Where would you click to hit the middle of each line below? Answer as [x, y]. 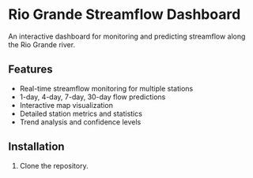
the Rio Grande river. [42, 44]
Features [30, 70]
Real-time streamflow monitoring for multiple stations [106, 88]
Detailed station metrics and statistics [81, 113]
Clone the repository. [54, 165]
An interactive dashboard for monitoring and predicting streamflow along [127, 36]
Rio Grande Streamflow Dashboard [125, 15]
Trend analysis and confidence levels [80, 122]
